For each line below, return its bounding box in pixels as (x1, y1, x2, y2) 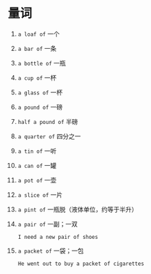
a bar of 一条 (17, 44, 57, 52)
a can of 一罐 (17, 161, 57, 169)
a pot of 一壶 (17, 176, 57, 184)
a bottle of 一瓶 (17, 59, 66, 67)
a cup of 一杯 (17, 73, 57, 82)
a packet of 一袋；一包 (17, 246, 84, 255)
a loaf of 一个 (17, 30, 60, 38)
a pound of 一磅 (17, 103, 63, 111)
